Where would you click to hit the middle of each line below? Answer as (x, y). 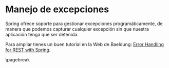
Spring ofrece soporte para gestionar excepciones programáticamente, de (84, 24)
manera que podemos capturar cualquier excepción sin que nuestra (77, 29)
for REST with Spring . (28, 50)
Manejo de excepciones (57, 9)
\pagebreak (17, 59)
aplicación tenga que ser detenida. (42, 34)
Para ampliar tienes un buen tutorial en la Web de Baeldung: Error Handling (85, 44)
